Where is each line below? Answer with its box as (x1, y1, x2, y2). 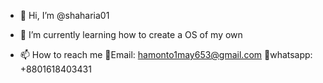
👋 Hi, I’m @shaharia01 (19, 10, 110, 21)
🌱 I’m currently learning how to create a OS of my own (19, 29, 243, 40)
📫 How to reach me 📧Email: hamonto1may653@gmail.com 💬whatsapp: (19, 49, 313, 60)
